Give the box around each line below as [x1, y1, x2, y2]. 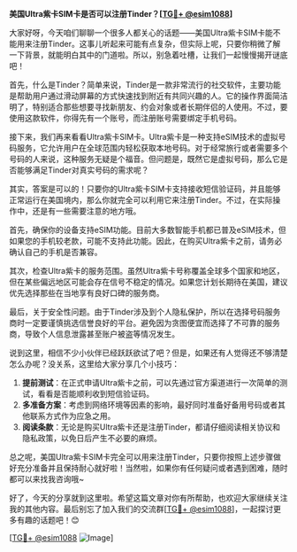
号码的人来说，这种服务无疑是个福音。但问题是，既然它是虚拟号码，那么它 [9, 154, 280, 164]
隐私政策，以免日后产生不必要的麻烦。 [21, 433, 162, 443]
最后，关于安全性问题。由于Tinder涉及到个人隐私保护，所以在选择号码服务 [9, 307, 281, 317]
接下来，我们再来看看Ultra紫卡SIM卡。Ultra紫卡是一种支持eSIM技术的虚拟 [9, 132, 278, 142]
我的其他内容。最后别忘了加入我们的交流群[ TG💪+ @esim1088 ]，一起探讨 [9, 504, 274, 514]
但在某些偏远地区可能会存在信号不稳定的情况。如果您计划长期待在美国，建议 [9, 276, 288, 287]
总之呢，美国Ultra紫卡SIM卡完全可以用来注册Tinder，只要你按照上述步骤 [9, 452, 274, 462]
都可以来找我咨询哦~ [9, 474, 85, 484]
